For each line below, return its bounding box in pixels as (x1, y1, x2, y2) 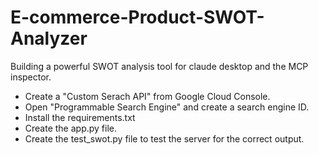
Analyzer (10, 27, 88, 50)
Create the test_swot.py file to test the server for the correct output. (24, 132, 305, 145)
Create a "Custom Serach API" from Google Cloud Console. (24, 90, 271, 102)
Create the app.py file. (24, 122, 118, 134)
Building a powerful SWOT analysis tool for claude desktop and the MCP (10, 60, 309, 72)
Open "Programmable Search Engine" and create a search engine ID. (24, 101, 310, 113)
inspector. (10, 71, 52, 83)
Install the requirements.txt (24, 111, 136, 123)
